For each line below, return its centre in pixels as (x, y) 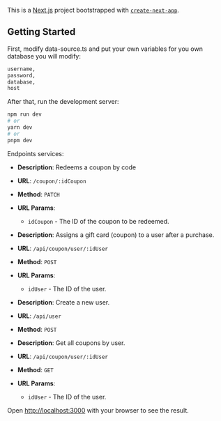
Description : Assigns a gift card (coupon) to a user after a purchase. (116, 235)
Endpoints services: (36, 153)
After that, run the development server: (63, 102)
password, (22, 75)
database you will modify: (44, 56)
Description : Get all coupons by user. (71, 343)
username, (22, 69)
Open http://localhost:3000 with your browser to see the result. (98, 410)
